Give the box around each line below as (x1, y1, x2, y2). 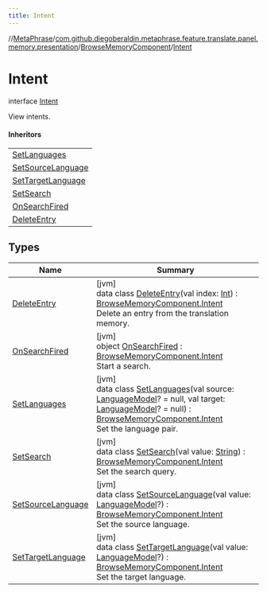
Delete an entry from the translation (96, 307, 229, 318)
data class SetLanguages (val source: (96, 383, 234, 394)
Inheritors (8, 130, 42, 139)
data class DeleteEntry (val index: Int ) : (96, 287, 238, 298)
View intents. (8, 111, 51, 121)
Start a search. (96, 360, 151, 371)
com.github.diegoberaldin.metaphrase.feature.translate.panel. (55, 33, 258, 43)
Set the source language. (96, 518, 190, 529)
